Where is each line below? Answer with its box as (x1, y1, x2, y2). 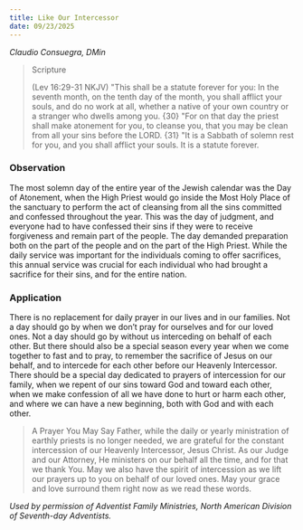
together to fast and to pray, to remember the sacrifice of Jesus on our (9, 350, 273, 362)
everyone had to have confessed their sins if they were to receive (9, 221, 253, 232)
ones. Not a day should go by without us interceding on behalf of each (9, 331, 272, 342)
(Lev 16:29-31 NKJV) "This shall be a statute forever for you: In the (31, 81, 279, 92)
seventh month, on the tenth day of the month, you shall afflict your (31, 91, 283, 102)
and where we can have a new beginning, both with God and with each (9, 399, 274, 410)
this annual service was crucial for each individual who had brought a (9, 259, 269, 270)
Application (9, 291, 62, 304)
